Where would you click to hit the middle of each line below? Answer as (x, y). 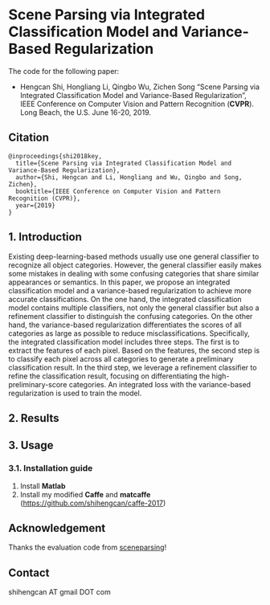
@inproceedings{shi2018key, (55, 156)
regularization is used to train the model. (75, 393)
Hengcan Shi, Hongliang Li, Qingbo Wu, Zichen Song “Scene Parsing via (139, 87)
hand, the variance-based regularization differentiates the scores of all (125, 325)
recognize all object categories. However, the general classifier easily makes (135, 265)
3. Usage (31, 446)
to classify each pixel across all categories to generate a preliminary (121, 358)
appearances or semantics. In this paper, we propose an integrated (119, 282)
